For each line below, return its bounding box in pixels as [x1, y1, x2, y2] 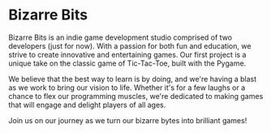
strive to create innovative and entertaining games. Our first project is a [8, 49, 247, 59]
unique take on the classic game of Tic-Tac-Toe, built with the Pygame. [8, 58, 247, 68]
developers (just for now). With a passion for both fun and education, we [8, 41, 252, 50]
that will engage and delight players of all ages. [8, 100, 166, 109]
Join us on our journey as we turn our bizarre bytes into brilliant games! [8, 115, 247, 125]
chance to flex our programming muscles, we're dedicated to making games [8, 91, 264, 101]
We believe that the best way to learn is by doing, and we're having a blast [8, 74, 257, 84]
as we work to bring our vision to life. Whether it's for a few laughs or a [8, 83, 246, 92]
